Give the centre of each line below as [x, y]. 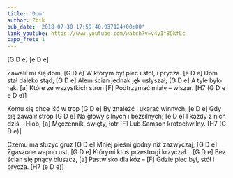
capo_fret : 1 [26, 40]
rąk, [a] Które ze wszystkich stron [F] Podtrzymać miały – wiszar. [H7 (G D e [116, 88]
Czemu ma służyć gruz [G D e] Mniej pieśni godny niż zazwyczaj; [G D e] [112, 144]
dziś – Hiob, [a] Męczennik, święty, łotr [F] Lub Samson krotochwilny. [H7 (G [117, 124]
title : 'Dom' [26, 14]
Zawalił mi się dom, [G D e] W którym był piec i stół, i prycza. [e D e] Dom [113, 73]
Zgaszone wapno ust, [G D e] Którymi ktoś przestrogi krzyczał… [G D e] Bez [116, 152]
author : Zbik [26, 20]
